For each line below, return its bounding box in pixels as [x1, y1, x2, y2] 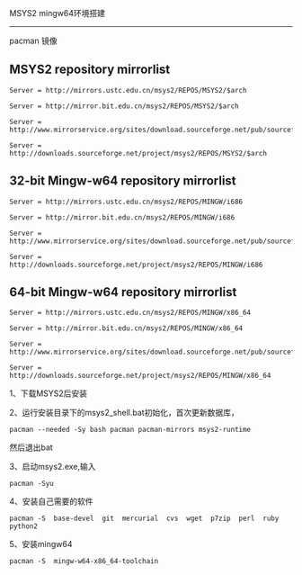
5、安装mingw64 [9, 539, 73, 550]
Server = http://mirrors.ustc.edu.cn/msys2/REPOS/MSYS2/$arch [9, 85, 247, 94]
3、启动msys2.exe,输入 [9, 462, 96, 472]
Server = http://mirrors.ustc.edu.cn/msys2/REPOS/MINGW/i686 [9, 197, 244, 206]
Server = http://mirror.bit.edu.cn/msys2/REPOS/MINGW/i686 [9, 212, 235, 222]
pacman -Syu [9, 480, 54, 489]
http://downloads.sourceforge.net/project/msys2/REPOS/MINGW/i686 [9, 260, 263, 269]
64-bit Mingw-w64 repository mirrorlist [9, 284, 237, 300]
